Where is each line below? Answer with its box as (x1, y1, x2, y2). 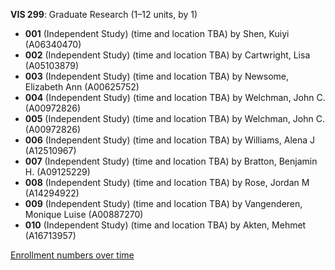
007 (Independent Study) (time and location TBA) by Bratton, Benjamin (24, 155, 318, 167)
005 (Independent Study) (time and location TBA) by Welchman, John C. (24, 113, 325, 124)
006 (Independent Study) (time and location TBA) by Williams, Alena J (24, 134, 316, 146)
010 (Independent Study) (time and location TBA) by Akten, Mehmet (24, 219, 307, 231)
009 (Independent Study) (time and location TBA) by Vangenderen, (24, 198, 303, 209)
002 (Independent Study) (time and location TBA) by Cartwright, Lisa (24, 49, 311, 61)
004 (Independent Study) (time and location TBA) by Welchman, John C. (24, 92, 326, 103)
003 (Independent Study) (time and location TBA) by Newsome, (24, 70, 290, 82)
